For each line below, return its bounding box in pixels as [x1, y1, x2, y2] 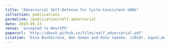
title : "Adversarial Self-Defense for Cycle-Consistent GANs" [5, 7, 139, 12]
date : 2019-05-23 [5, 21, 42, 26]
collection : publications [5, 12, 60, 17]
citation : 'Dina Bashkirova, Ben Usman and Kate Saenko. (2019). [5, 35, 146, 40]
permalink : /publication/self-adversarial [5, 16, 96, 21]
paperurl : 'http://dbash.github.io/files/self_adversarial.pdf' [5, 30, 144, 35]
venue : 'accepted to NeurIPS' [5, 26, 69, 31]
